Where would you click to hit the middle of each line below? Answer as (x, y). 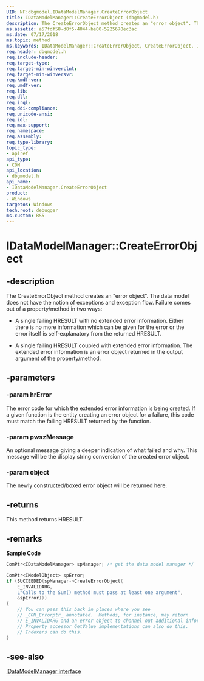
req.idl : (17, 119)
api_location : (24, 171)
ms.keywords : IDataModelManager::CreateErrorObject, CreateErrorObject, (100, 46)
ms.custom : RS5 (25, 216)
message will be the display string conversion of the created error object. (98, 457)
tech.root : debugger (32, 210)
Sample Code (24, 553)
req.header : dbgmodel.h (36, 52)
